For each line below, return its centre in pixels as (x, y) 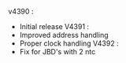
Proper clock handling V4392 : (69, 43)
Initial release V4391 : (54, 26)
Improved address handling (64, 35)
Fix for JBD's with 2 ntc (57, 52)
